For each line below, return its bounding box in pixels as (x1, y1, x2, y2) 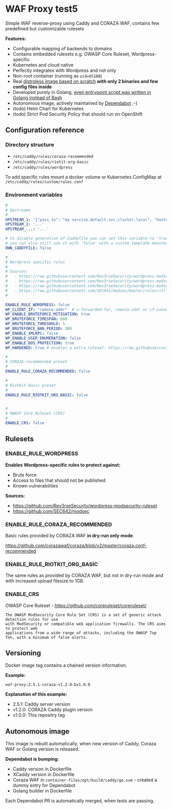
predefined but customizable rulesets (5, 25, 84, 31)
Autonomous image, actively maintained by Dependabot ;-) (12, 100, 138, 106)
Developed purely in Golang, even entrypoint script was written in (12, 89, 152, 95)
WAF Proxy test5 (5, 3, 78, 15)
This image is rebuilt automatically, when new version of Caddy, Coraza (5, 741, 157, 747)
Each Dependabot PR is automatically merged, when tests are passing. (5, 798, 155, 804)
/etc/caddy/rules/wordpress (12, 165, 73, 170)
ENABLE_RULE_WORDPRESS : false (5, 302, 70, 307)
